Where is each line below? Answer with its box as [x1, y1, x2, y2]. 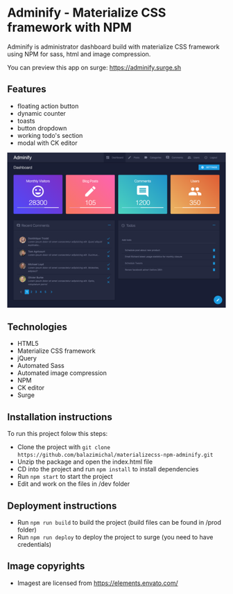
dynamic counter [17, 109, 66, 117]
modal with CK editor [17, 139, 78, 147]
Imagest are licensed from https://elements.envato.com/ [17, 579, 178, 587]
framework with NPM [7, 19, 132, 35]
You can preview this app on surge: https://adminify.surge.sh [7, 63, 182, 71]
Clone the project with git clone [17, 443, 111, 451]
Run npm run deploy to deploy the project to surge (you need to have [17, 533, 214, 541]
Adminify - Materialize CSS [7, 5, 166, 21]
